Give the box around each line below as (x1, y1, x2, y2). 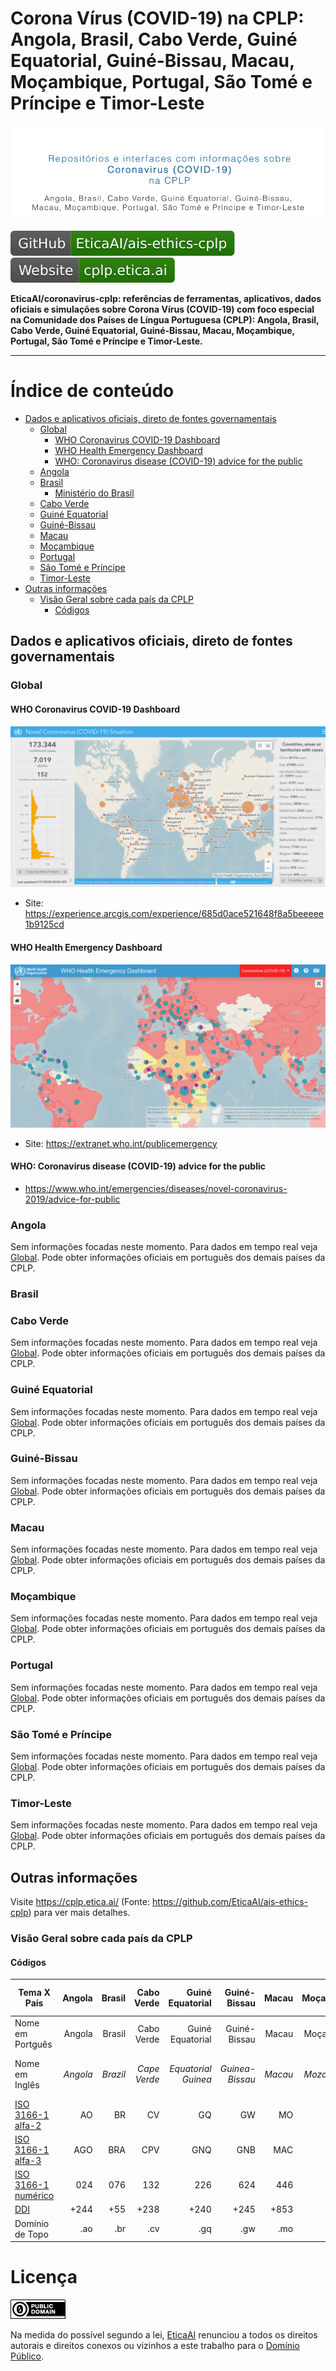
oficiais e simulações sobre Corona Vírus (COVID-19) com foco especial (10, 303, 315, 316)
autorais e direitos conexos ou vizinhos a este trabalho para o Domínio (10, 2339, 300, 2351)
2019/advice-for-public (24, 1193, 121, 1205)
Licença (10, 2266, 78, 2289)
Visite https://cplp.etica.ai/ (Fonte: (10, 1896, 150, 1908)
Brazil (101, 2068, 127, 2080)
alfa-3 (14, 2154, 42, 2166)
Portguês (14, 2038, 53, 2051)
